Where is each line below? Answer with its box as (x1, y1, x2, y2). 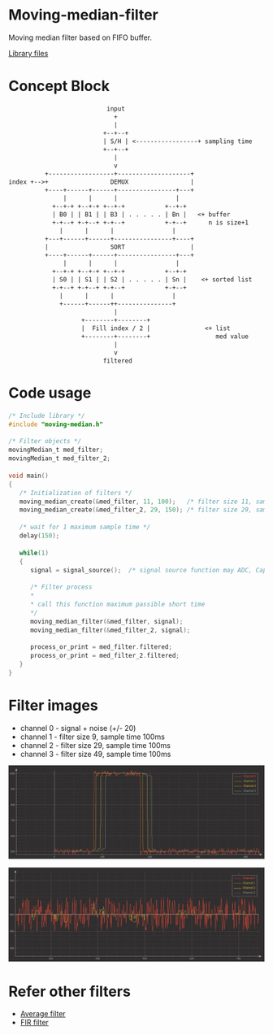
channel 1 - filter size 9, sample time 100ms (19, 732, 165, 741)
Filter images (8, 697, 99, 715)
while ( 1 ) (19, 549, 49, 557)
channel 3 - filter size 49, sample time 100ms (19, 749, 171, 759)
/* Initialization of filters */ (19, 489, 132, 497)
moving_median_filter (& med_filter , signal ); (29, 617, 184, 625)
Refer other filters (8, 982, 132, 1001)
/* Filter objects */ (8, 437, 82, 446)
